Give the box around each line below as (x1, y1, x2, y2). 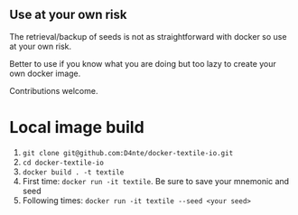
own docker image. (9, 68, 81, 79)
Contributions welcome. (9, 85, 98, 96)
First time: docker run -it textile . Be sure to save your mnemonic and (22, 175, 290, 186)
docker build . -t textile (22, 167, 125, 177)
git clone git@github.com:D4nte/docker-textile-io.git (22, 148, 234, 157)
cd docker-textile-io (22, 158, 104, 167)
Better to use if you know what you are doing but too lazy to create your (9, 58, 277, 69)
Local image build (9, 117, 144, 137)
